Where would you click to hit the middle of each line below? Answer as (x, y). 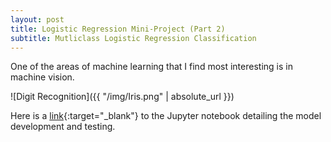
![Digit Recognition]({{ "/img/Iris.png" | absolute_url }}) (122, 97)
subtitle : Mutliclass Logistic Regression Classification (133, 38)
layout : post (37, 19)
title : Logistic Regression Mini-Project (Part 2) (118, 29)
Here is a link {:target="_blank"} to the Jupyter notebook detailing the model (166, 116)
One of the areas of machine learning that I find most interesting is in (151, 67)
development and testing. (63, 127)
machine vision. (42, 77)
